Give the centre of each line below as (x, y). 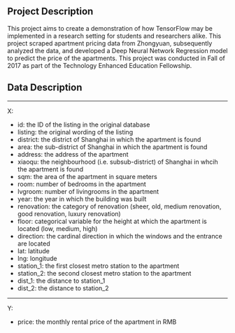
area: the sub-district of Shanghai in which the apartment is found (112, 147)
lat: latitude (34, 250)
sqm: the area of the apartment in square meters (87, 176)
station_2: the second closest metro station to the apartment (104, 273)
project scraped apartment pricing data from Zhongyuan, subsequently (110, 43)
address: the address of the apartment (73, 154)
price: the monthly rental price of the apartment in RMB (97, 322)
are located (34, 243)
